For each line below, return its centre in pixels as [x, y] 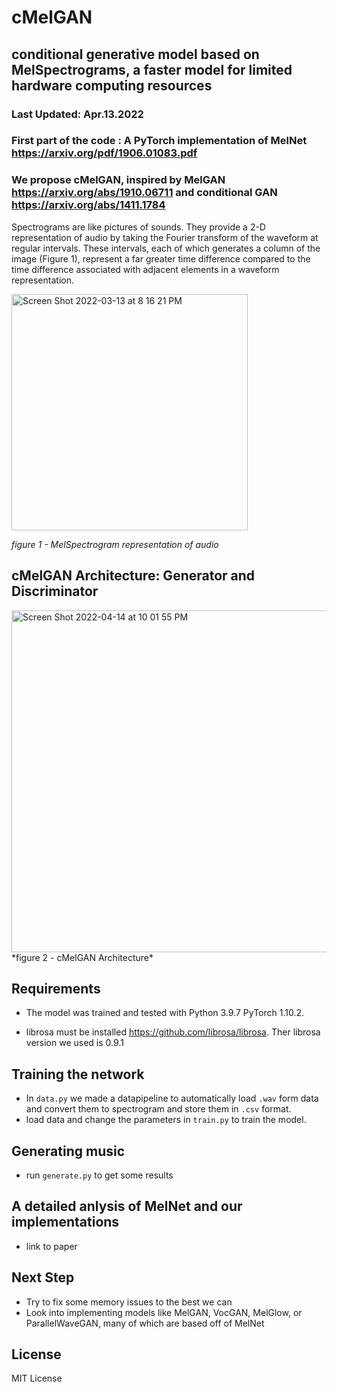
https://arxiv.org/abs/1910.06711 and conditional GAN [144, 193]
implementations [65, 1222]
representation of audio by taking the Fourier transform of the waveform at [165, 237]
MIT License [37, 1378]
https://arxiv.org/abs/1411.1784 [88, 205]
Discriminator [55, 591]
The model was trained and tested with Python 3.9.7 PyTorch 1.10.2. [165, 1013]
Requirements [56, 988]
